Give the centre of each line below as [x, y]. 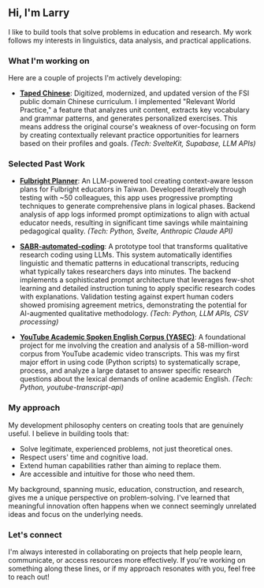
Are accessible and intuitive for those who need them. [107, 474]
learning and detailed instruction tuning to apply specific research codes [138, 288]
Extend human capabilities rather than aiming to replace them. [121, 465]
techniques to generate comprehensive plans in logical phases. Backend [138, 206]
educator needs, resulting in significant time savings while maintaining [134, 223]
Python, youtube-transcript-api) [72, 387]
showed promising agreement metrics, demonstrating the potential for [133, 305]
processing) [39, 322]
